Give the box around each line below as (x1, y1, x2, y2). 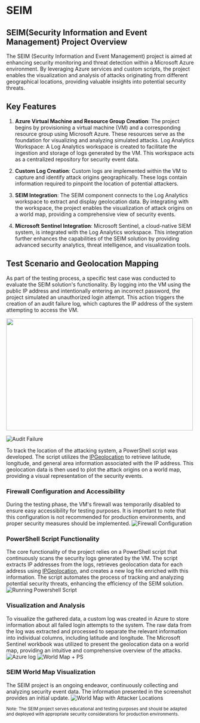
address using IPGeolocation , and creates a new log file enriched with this (6, 568, 189, 575)
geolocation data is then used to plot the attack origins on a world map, (6, 466, 181, 473)
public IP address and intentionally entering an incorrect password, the (6, 287, 180, 294)
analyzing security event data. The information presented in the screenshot (6, 688, 192, 695)
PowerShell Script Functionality (6, 535, 100, 543)
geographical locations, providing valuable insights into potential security (6, 78, 186, 85)
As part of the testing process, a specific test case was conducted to (6, 274, 176, 282)
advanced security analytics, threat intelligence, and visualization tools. (14, 241, 191, 248)
